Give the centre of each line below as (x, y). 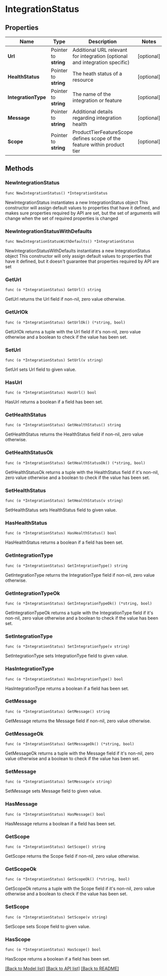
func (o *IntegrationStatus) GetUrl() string (53, 290)
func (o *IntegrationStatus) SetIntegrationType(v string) (68, 647)
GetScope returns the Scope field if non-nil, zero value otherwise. (73, 856)
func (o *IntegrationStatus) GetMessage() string (58, 711)
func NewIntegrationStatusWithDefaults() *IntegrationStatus (70, 241)
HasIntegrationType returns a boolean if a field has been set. (67, 688)
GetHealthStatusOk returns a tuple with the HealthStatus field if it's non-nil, (82, 472)
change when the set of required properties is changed (62, 218)
